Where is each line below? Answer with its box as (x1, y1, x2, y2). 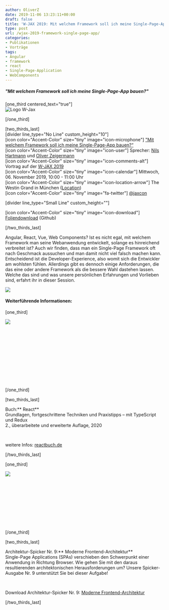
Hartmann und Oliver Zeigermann (5, 152, 74, 158)
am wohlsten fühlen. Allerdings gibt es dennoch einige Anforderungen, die (5, 261, 159, 267)
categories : (5, 36, 30, 41)
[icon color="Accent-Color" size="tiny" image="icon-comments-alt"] (5, 158, 148, 164)
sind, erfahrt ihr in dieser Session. (5, 277, 75, 283)
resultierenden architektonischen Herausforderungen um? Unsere (5, 565, 142, 571)
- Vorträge (5, 45, 28, 50)
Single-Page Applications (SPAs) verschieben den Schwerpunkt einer (5, 554, 149, 560)
